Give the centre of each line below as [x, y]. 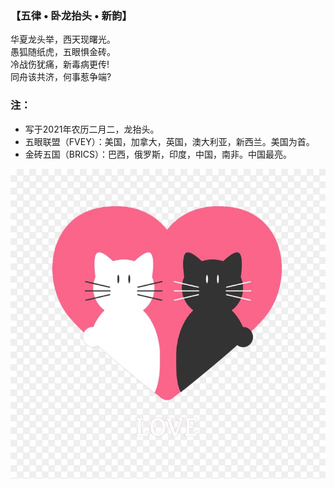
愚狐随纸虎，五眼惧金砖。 [63, 52]
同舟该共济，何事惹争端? [61, 77]
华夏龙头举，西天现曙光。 [63, 39]
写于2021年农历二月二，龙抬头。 [92, 129]
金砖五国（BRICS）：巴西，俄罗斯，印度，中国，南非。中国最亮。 [158, 154]
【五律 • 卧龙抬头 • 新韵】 [71, 15]
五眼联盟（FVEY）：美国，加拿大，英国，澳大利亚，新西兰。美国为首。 [169, 141]
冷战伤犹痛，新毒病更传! [60, 64]
